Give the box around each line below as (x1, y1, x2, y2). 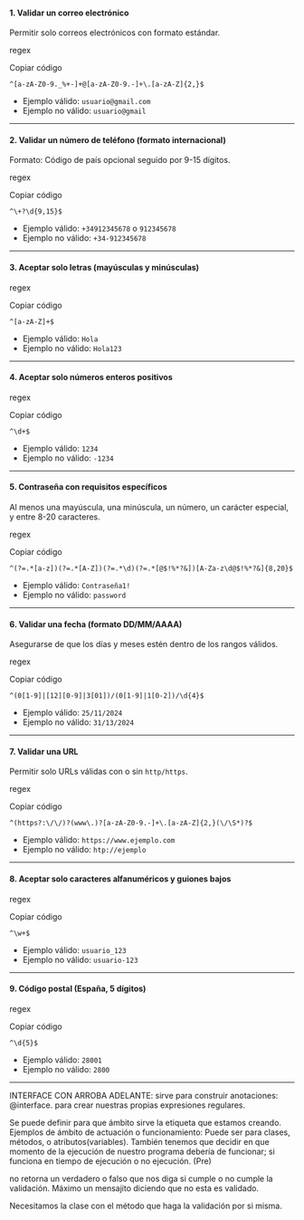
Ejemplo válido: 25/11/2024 (22, 707, 123, 719)
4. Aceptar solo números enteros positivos (9, 372, 174, 383)
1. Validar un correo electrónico (9, 7, 129, 18)
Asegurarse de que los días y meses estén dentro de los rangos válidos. (9, 639, 279, 650)
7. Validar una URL (9, 746, 79, 757)
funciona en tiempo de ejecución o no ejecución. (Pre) (9, 1155, 213, 1167)
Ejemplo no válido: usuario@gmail (22, 105, 147, 117)
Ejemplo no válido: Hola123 (22, 342, 122, 353)
